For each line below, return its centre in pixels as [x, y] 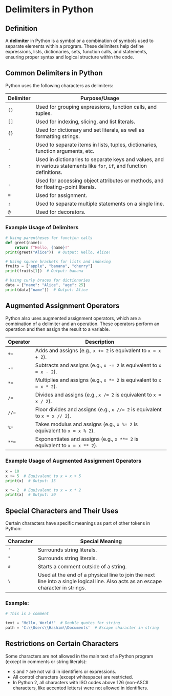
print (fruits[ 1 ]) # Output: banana [44, 271]
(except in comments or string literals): [46, 661]
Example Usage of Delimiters [42, 227]
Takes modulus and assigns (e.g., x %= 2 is [87, 424]
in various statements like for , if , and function [91, 166]
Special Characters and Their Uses [62, 511]
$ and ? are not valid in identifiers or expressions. [64, 671]
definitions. [49, 172]
